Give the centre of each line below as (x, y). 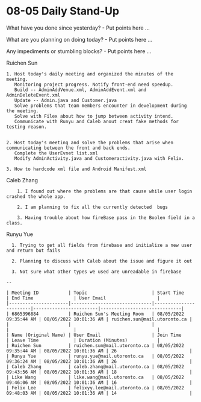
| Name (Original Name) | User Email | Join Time (94, 335)
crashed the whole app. (36, 196)
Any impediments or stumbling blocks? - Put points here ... (79, 51)
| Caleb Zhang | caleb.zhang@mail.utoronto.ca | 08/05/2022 (95, 366)
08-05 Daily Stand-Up (63, 11)
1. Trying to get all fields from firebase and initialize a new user (102, 245)
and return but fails (33, 250)
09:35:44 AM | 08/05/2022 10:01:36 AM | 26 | (99, 351)
